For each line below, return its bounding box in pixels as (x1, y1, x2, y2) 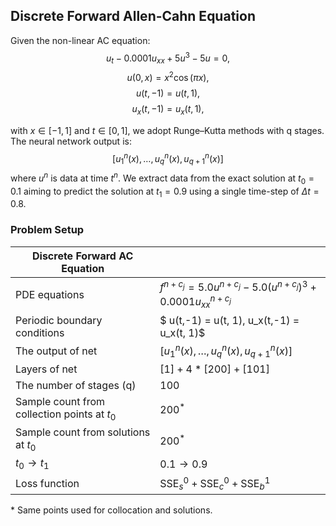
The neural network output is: (10, 135, 132, 147)
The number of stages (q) (15, 379, 137, 393)
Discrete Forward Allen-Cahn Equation (10, 8, 256, 25)
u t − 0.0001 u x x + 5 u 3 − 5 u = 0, (106, 50, 230, 66)
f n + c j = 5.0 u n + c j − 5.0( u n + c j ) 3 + (159, 278, 317, 294)
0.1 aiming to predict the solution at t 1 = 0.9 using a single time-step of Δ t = (10, 185, 320, 199)
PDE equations (15, 287, 85, 301)
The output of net (15, 344, 98, 358)
